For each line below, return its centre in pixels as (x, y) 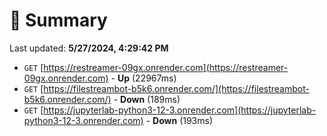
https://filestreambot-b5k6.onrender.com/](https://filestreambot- (176, 88)
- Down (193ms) (179, 120)
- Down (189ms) (147, 99)
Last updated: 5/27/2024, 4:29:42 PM (89, 48)
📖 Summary (58, 20)
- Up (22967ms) (143, 78)
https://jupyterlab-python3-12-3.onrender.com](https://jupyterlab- (180, 110)
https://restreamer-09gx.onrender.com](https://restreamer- (166, 67)
